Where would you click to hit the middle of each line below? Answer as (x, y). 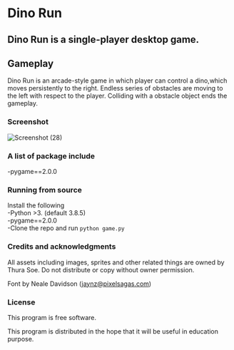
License (21, 302)
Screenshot (28, 122)
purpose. (21, 339)
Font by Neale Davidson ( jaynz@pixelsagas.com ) (80, 284)
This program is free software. (52, 317)
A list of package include (51, 156)
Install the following (36, 205)
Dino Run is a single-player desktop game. (103, 40)
